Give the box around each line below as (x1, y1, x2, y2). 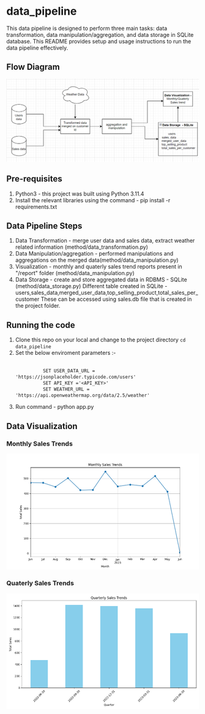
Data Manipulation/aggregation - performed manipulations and (15, 250, 174, 257)
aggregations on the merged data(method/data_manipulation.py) (15, 256, 179, 264)
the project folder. (15, 302, 61, 310)
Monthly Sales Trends (6, 439, 73, 448)
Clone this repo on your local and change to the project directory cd (15, 336, 186, 344)
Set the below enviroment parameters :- (15, 349, 116, 357)
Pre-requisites (6, 173, 62, 184)
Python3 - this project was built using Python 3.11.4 (15, 190, 144, 197)
